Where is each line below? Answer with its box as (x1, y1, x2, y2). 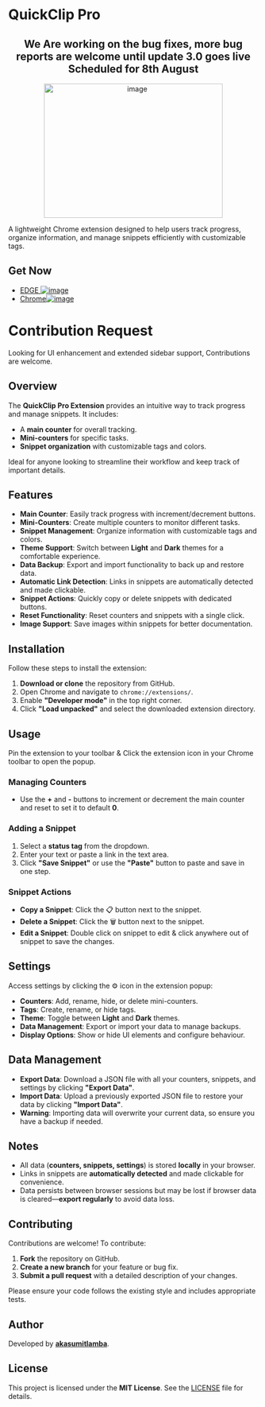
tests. (8, 1295, 26, 1304)
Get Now (8, 264, 52, 278)
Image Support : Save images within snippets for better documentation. (19, 619, 253, 629)
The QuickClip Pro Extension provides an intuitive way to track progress (8, 400, 246, 410)
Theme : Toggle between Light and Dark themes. (19, 1012, 180, 1023)
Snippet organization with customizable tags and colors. (19, 441, 207, 451)
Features (8, 488, 53, 502)
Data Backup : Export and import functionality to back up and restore (19, 560, 244, 569)
